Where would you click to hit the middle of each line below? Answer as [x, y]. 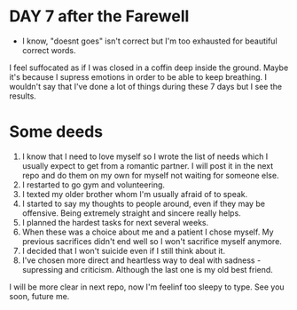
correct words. [49, 50]
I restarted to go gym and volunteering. [94, 185]
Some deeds [56, 132]
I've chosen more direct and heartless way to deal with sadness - [141, 260]
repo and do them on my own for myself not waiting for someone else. [150, 175]
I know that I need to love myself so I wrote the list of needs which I [145, 156]
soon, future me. [39, 296]
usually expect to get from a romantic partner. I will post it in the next [148, 165]
